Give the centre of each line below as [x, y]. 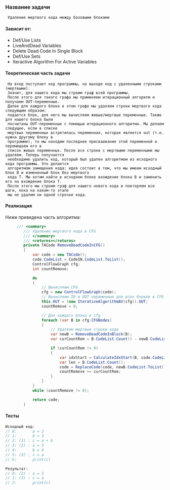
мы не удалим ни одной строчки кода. [47, 195]
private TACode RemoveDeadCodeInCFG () [64, 245]
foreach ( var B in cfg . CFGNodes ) [77, 320]
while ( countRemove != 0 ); [61, 390]
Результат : [17, 469]
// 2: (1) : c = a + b [29, 441]
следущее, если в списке [31, 128]
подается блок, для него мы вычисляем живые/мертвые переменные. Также [84, 115]
